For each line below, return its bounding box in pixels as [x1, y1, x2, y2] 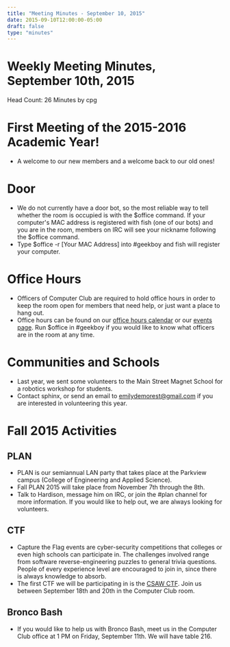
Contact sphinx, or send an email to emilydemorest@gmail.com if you [16, 391, 214, 400]
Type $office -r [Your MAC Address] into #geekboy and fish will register [16, 241, 220, 249]
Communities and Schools [7, 354, 160, 370]
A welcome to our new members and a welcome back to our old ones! [16, 157, 215, 165]
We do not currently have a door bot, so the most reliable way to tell [16, 204, 209, 212]
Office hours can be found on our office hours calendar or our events [16, 316, 212, 324]
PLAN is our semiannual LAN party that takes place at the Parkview [16, 468, 207, 476]
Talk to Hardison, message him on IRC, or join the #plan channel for [16, 490, 207, 498]
